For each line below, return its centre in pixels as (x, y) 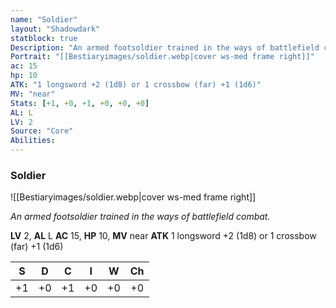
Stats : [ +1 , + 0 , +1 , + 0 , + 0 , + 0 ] (80, 103)
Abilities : (33, 141)
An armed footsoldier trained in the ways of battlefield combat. (140, 217)
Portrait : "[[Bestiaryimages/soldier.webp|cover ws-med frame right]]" (162, 57)
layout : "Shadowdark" (55, 29)
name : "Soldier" (44, 19)
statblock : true (44, 38)
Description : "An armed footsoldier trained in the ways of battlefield (165, 47)
